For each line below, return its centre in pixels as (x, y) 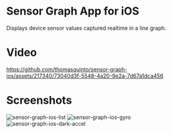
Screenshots (39, 101)
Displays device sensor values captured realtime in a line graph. (86, 28)
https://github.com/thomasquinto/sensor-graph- (67, 69)
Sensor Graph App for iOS (73, 11)
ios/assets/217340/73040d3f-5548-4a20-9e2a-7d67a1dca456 (85, 76)
